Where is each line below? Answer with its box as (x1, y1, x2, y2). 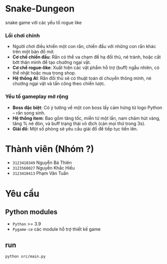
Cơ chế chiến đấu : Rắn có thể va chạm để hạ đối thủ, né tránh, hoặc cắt (12, 54, 161, 60)
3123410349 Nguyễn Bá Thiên (12, 159, 72, 165)
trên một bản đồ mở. (12, 48, 55, 55)
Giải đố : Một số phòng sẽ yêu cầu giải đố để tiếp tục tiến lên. (12, 125, 138, 131)
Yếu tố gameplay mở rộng (5, 93, 68, 100)
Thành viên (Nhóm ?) (5, 143, 94, 154)
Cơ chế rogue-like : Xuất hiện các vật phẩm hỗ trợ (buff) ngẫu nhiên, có (12, 64, 160, 70)
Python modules (5, 208, 57, 216)
